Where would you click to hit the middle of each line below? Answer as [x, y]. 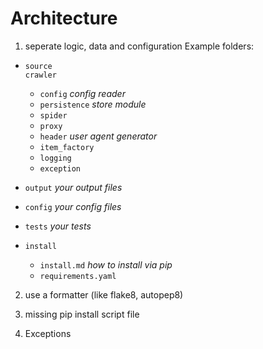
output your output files [73, 187]
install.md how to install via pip [106, 264]
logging [55, 158]
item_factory [67, 147]
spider [53, 115]
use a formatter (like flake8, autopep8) [104, 294]
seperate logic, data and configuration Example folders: [139, 46]
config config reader [82, 93]
